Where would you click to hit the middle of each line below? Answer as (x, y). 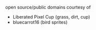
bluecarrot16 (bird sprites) (40, 22)
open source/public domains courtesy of (48, 7)
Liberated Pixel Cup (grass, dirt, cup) (51, 17)
